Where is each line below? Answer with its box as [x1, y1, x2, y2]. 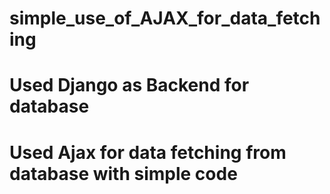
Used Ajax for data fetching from [9, 141, 287, 164]
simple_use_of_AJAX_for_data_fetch [9, 7, 321, 30]
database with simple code [9, 162, 238, 185]
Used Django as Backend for [9, 74, 250, 97]
